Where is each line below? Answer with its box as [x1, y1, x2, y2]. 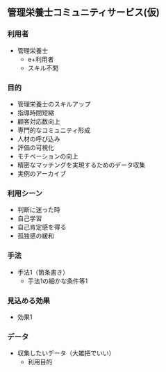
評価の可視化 [17, 143, 54, 152]
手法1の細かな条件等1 [27, 277, 88, 285]
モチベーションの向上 [17, 152, 78, 160]
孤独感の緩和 [17, 232, 54, 240]
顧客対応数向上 [17, 117, 60, 125]
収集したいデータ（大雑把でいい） [17, 349, 115, 357]
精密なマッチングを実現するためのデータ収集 [17, 161, 146, 169]
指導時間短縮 [17, 108, 54, 117]
